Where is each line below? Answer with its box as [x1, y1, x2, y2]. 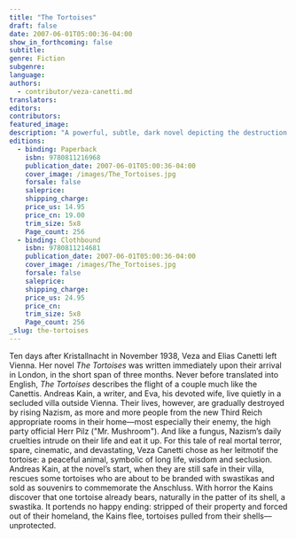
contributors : [9, 112, 62, 121]
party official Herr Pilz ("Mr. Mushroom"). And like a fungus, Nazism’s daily [9, 426, 282, 436]
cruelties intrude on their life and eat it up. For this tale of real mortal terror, [9, 435, 283, 446]
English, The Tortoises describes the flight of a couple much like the [9, 379, 258, 389]
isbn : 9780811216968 [25, 152, 101, 162]
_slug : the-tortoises [9, 326, 90, 335]
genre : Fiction [9, 54, 66, 63]
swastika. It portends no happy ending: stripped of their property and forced [9, 501, 288, 512]
